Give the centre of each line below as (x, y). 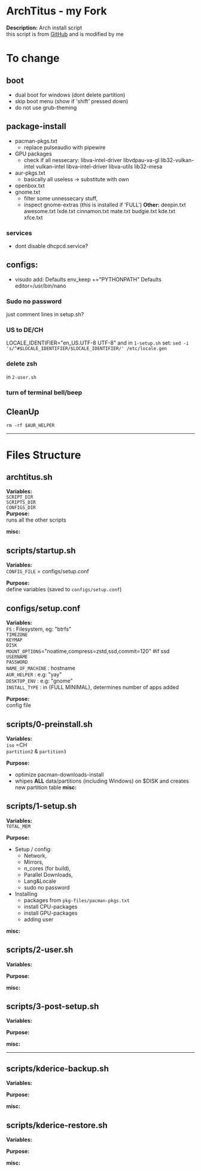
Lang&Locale (40, 881)
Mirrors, (33, 862)
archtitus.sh (29, 477)
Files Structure (44, 455)
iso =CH (17, 745)
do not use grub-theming (46, 107)
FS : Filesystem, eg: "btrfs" (39, 629)
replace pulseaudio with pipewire (65, 147)
